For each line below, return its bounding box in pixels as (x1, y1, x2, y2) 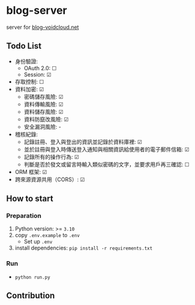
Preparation (6, 212, 42, 220)
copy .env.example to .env (14, 232, 80, 239)
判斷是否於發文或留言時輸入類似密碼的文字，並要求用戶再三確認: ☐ (23, 161, 190, 168)
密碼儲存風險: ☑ (23, 93, 64, 100)
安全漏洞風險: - (23, 123, 62, 130)
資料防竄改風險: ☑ (23, 116, 69, 123)
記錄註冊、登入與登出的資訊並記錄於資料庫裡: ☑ (23, 138, 143, 145)
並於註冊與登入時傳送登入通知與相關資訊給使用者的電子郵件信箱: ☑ (23, 146, 190, 153)
